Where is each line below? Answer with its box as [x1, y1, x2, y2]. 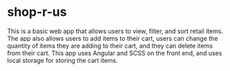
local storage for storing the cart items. [7, 56, 118, 64]
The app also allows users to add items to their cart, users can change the [7, 34, 218, 42]
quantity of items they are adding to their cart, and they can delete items [7, 41, 213, 50]
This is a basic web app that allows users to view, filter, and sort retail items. [7, 27, 223, 35]
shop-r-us [7, 4, 67, 20]
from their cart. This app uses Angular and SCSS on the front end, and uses [7, 49, 222, 57]
